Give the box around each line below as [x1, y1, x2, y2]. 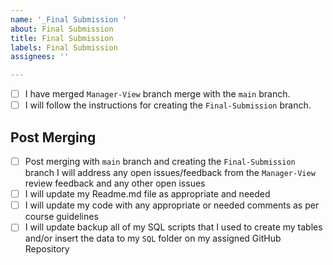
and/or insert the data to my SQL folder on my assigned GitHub [24, 232, 282, 245]
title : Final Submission [10, 33, 114, 43]
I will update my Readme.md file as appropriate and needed [24, 188, 271, 200]
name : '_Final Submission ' [10, 14, 128, 25]
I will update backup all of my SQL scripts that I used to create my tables [24, 221, 323, 233]
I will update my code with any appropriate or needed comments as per [24, 199, 320, 211]
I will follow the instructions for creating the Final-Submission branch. [24, 99, 312, 111]
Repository [24, 243, 70, 255]
